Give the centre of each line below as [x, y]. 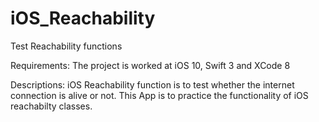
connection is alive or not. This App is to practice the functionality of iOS [159, 95]
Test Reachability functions [66, 46]
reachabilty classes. [51, 106]
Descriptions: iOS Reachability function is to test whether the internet [152, 84]
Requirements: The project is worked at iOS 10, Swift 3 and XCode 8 [150, 65]
